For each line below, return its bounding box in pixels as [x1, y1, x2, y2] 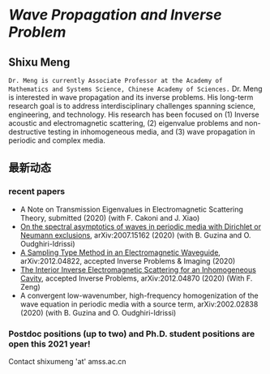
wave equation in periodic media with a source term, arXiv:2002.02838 [19, 299, 259, 309]
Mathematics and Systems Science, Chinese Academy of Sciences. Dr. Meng [8, 84, 263, 93]
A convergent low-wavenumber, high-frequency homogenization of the [19, 290, 259, 300]
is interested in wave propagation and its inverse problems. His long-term [8, 92, 254, 102]
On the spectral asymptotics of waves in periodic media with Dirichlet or [19, 221, 262, 231]
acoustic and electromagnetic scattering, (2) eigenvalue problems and [8, 118, 243, 127]
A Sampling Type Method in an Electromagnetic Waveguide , [19, 247, 221, 257]
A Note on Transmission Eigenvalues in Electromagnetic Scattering [19, 204, 243, 214]
